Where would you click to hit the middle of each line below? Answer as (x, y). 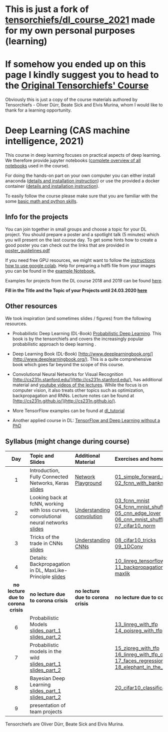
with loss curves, (49, 510)
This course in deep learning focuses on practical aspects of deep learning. (83, 155)
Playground (88, 483)
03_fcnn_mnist (132, 500)
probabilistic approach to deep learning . (54, 344)
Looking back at (48, 497)
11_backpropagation (139, 567)
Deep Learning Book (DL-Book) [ (46, 354)
